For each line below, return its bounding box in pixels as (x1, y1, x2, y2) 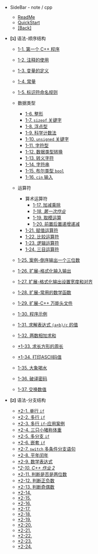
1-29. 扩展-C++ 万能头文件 (17, 300, 73, 306)
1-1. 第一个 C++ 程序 (17, 46, 60, 52)
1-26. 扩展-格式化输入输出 (17, 268, 72, 274)
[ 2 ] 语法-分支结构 (10, 397, 46, 403)
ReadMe (17, 14, 35, 20)
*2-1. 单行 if (17, 408, 44, 414)
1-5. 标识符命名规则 (17, 89, 58, 95)
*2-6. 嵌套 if (17, 439, 45, 446)
